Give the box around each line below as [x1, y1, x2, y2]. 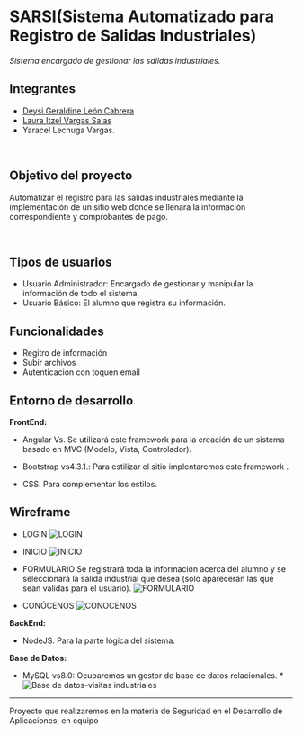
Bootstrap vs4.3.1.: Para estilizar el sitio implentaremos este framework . [22, 461, 289, 472]
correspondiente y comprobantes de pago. [9, 211, 169, 222]
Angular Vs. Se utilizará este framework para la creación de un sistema [22, 434, 285, 445]
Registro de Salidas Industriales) [9, 25, 257, 46]
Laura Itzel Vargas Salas [22, 114, 112, 125]
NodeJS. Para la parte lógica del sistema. [22, 635, 175, 646]
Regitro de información [22, 348, 108, 358]
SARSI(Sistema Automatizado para [9, 6, 274, 27]
